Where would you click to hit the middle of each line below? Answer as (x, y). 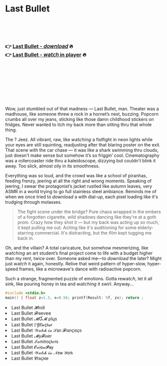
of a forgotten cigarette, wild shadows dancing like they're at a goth (87, 217)
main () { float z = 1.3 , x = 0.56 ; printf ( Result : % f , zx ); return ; (75, 298)
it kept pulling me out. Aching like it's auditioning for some (77, 228)
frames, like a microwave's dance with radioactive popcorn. (81, 269)
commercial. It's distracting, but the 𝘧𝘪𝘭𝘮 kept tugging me (93, 233)
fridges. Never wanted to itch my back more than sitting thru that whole (79, 124)
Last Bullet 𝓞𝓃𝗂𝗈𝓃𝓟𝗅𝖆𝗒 (33, 347)
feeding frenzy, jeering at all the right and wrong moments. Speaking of (79, 181)
